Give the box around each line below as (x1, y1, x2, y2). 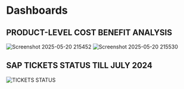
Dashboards (6, 4, 68, 17)
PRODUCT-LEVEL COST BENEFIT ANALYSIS (6, 27, 173, 38)
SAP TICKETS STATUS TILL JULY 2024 (6, 60, 153, 70)
